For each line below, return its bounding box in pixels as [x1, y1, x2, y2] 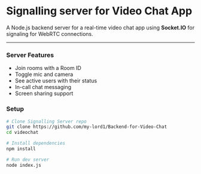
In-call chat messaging [14, 84, 72, 91]
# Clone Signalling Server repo [6, 118, 87, 124]
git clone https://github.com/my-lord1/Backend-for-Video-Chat [6, 124, 167, 130]
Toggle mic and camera [14, 71, 74, 78]
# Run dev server [6, 157, 50, 163]
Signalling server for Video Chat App [6, 4, 193, 18]
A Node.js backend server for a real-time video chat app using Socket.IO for [6, 24, 195, 31]
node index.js [6, 162, 42, 168]
